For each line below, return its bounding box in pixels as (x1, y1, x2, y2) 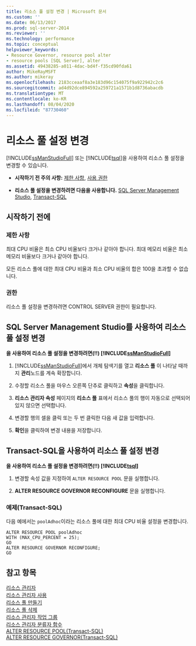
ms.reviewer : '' (6, 31, 46, 36)
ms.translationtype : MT (6, 90, 64, 96)
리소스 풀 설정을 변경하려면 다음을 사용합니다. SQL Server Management (14, 187, 180, 194)
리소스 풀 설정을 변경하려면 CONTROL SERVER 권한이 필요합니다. (6, 303, 157, 310)
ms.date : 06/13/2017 (6, 19, 57, 25)
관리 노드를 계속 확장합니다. (20, 369, 82, 376)
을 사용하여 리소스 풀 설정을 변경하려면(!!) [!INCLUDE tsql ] (6, 462, 139, 469)
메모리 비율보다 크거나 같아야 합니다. (6, 253, 89, 260)
